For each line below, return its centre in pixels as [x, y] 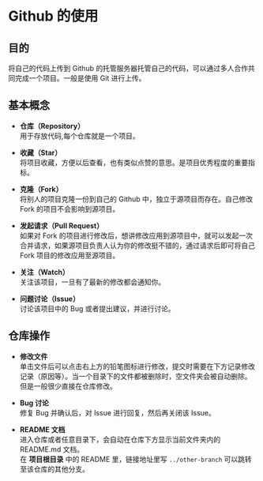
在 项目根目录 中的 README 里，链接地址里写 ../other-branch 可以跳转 [136, 459]
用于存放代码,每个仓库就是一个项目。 [79, 136]
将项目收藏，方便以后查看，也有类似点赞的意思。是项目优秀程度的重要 [134, 162]
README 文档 [42, 429]
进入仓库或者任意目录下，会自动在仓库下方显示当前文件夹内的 [120, 439]
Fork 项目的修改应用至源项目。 [70, 255]
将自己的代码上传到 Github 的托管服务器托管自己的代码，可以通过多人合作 [128, 68]
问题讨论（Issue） [50, 299]
